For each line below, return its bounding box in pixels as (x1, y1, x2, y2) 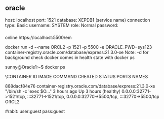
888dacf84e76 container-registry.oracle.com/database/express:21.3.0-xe (5, 83, 156, 89)
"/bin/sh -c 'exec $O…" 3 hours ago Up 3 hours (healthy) (5, 88, 121, 94)
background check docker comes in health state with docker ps (5, 54, 135, 60)
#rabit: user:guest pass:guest (5, 108, 65, 114)
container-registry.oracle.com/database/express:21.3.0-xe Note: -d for (5, 49, 149, 55)
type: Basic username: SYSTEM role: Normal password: (5, 22, 119, 28)
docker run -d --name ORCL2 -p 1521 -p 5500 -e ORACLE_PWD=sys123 (5, 44, 152, 50)
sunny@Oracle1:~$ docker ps (5, 64, 65, 70)
